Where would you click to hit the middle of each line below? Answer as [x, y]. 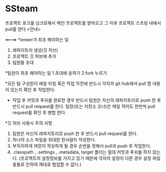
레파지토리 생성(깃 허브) [35, 50]
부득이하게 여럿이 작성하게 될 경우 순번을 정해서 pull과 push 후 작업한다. [82, 146]
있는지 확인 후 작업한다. [33, 89]
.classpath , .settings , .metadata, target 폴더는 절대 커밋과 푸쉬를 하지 [82, 152]
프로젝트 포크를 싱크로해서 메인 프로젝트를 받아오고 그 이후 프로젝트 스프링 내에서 [83, 23]
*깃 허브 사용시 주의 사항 [29, 123]
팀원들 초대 [23, 62]
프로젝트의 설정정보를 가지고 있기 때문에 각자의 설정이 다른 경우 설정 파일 [91, 158]
